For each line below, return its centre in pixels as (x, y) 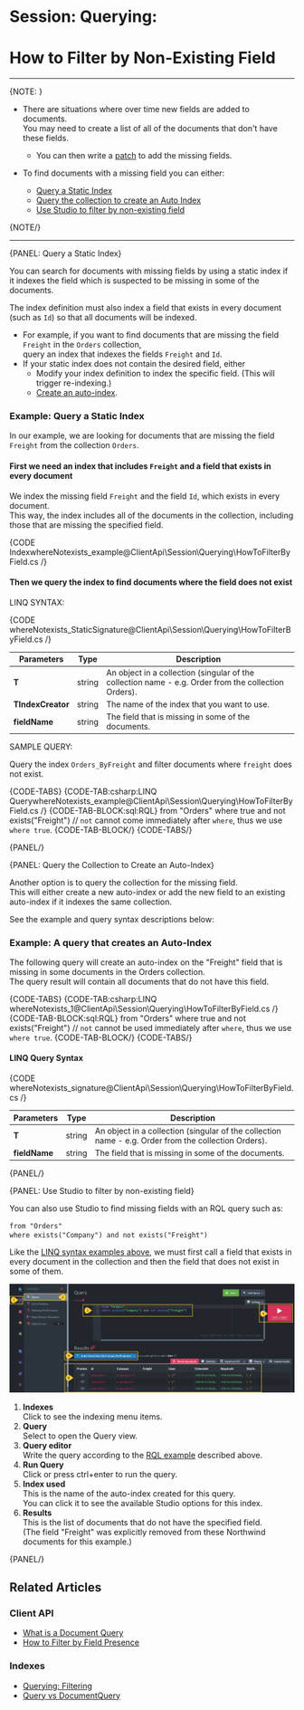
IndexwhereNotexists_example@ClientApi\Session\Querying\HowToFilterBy (150, 552)
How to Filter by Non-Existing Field (142, 58)
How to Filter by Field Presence (81, 1643)
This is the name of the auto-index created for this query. (129, 1493)
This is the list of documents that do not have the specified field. (142, 1522)
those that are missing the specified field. (87, 525)
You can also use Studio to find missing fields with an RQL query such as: (146, 1208)
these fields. (46, 139)
